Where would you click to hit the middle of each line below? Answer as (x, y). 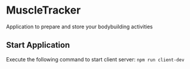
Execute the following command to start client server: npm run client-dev (95, 59)
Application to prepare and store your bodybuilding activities (79, 27)
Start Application (38, 45)
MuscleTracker (44, 10)
